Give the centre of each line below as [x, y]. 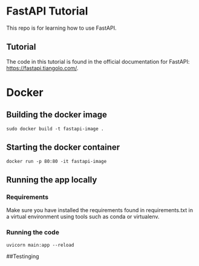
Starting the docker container [63, 148]
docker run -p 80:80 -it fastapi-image [57, 161]
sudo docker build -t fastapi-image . [55, 128]
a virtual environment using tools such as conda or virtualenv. [83, 217]
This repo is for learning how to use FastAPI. [61, 28]
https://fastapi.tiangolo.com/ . [42, 68]
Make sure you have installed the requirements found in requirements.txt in [100, 210]
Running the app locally [52, 180]
